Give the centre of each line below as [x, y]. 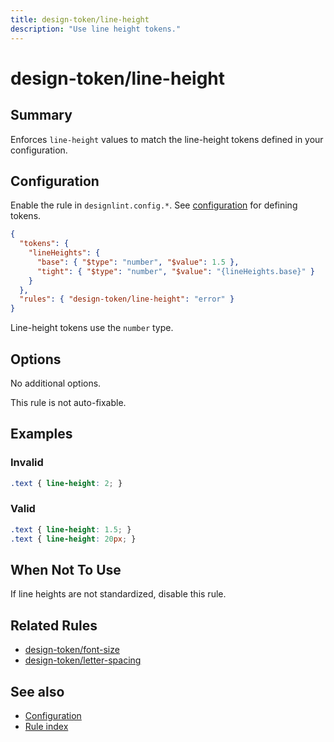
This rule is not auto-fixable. [68, 402]
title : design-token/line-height [80, 19]
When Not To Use [66, 570]
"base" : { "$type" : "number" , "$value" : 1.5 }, [138, 262]
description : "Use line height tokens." [96, 29]
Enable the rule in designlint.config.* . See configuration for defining [154, 205]
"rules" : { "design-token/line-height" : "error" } [127, 299]
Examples [41, 434]
